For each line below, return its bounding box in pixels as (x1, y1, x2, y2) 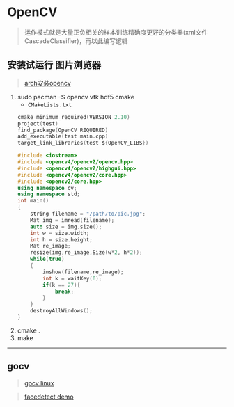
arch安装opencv (24, 79, 71, 87)
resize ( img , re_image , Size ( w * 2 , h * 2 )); (30, 249, 143, 256)
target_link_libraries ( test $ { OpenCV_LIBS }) (17, 140, 149, 147)
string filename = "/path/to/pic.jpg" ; (30, 210, 146, 217)
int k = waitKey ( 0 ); (42, 275, 102, 282)
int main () (17, 198, 49, 205)
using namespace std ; (17, 191, 81, 198)
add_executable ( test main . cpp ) (17, 133, 109, 140)
